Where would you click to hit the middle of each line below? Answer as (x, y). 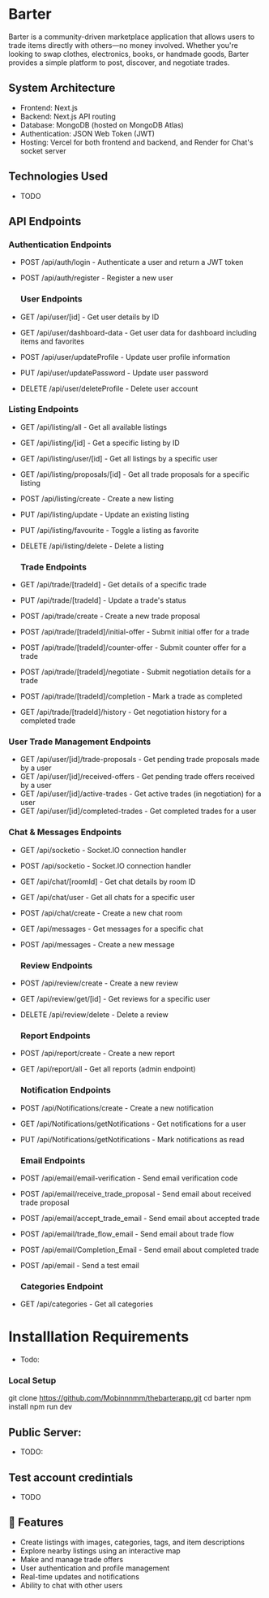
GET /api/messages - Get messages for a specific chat (112, 929)
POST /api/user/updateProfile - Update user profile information (125, 357)
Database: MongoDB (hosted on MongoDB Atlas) (102, 125)
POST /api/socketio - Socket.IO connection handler (106, 865)
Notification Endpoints (66, 1090)
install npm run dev (41, 1407)
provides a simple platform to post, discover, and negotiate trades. (119, 63)
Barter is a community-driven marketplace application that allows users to (132, 37)
